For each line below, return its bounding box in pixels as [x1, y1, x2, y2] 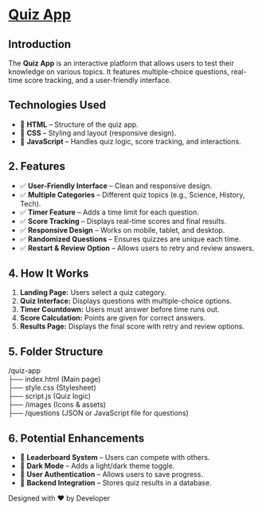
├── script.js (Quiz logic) [8, 391, 92, 401]
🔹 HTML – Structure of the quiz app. [19, 120, 139, 129]
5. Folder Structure [8, 344, 104, 358]
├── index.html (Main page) [8, 375, 101, 384]
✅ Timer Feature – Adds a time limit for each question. [19, 207, 199, 217]
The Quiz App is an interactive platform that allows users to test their [8, 58, 235, 68]
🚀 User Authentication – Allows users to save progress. [19, 470, 203, 479]
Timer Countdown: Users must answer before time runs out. [19, 305, 220, 314]
